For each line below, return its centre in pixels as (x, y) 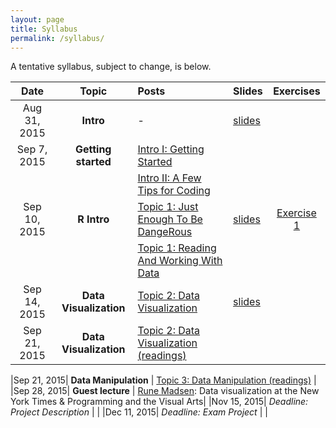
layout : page (37, 19)
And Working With (180, 261)
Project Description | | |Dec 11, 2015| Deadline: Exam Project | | (139, 412)
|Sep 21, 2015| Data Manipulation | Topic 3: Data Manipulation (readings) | (163, 380)
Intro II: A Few (169, 178)
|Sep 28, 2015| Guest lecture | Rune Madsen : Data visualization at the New (165, 391)
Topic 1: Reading (177, 248)
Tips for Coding (174, 191)
